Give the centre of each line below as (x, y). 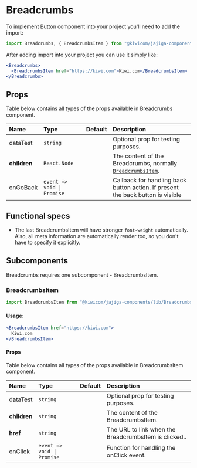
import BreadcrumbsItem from (42, 303)
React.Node (58, 164)
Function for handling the (141, 448)
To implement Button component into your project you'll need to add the (93, 26)
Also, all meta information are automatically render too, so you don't (96, 236)
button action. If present (146, 188)
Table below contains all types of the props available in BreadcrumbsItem (95, 365)
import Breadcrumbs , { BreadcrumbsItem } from (64, 43)
